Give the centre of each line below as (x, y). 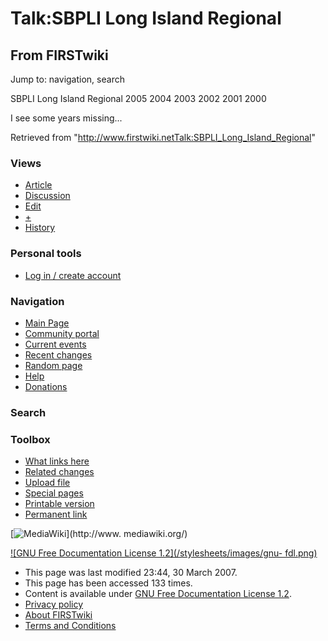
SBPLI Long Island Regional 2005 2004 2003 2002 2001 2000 (138, 98)
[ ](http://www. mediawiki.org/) (99, 534)
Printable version (59, 504)
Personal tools (46, 254)
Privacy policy (54, 604)
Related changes (59, 472)
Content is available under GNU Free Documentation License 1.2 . (158, 594)
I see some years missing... (66, 118)
